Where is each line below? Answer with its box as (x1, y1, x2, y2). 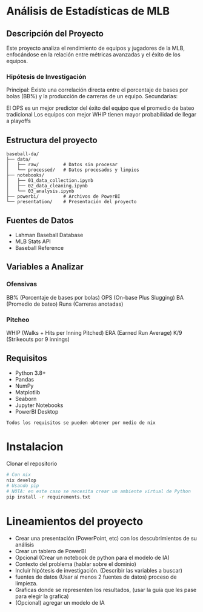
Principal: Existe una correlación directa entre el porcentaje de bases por (6, 86, 188, 93)
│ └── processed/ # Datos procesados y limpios (6, 167, 139, 173)
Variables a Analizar (6, 262, 84, 272)
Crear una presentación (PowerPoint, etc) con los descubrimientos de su (15, 534, 197, 542)
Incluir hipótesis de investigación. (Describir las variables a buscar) (15, 567, 183, 574)
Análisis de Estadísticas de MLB (6, 4, 170, 18)
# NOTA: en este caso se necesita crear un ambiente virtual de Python (6, 488, 191, 495)
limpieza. (15, 579, 38, 587)
